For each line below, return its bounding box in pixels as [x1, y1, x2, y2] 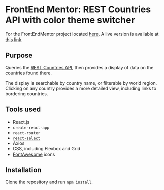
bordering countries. [5, 90, 48, 97]
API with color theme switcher [5, 14, 136, 26]
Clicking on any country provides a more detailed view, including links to [5, 85, 156, 91]
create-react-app [12, 125, 50, 130]
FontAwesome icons [12, 151, 55, 157]
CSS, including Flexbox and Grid [12, 145, 80, 151]
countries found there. [5, 70, 52, 76]
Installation [5, 166, 42, 174]
